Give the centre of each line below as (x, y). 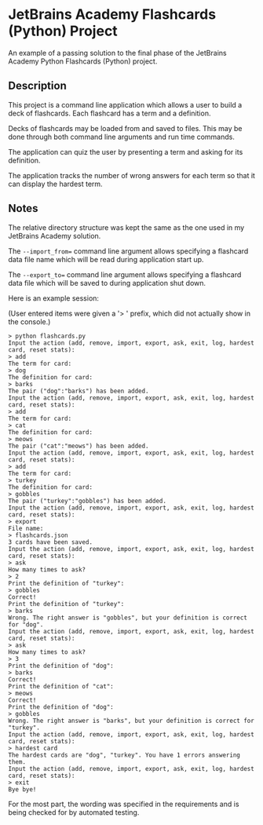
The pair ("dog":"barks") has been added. (79, 391)
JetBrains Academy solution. (55, 235)
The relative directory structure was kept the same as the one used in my (126, 227)
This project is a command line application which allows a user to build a (125, 104)
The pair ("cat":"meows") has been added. (79, 446)
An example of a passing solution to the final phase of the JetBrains (117, 53)
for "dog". (26, 624)
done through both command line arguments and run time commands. (122, 137)
